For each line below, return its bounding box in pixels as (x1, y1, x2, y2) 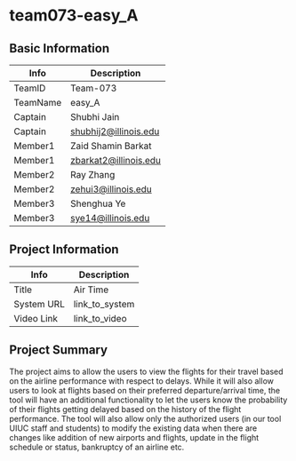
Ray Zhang (69, 169, 116, 180)
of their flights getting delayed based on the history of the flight (9, 403, 242, 414)
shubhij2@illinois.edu (69, 125, 160, 138)
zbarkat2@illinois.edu (69, 155, 162, 166)
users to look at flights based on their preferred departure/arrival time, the (9, 385, 281, 395)
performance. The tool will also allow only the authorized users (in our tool (9, 413, 282, 424)
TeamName (13, 97, 62, 108)
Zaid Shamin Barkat (69, 139, 153, 152)
